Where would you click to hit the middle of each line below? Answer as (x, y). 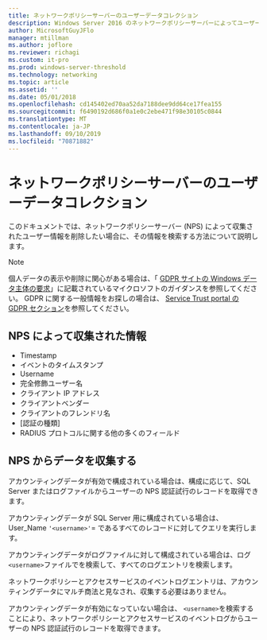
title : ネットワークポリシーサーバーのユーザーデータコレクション (103, 16)
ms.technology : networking (53, 75)
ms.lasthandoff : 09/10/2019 (55, 134)
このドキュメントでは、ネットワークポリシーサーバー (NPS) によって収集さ (131, 227)
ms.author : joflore (41, 45)
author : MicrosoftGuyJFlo (51, 30)
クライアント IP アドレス (60, 394)
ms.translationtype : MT (48, 119)
